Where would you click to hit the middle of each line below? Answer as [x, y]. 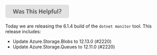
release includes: [23, 31]
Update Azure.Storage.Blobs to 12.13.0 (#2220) [62, 41]
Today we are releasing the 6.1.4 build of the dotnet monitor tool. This [78, 26]
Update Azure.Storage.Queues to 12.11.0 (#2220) [64, 47]
